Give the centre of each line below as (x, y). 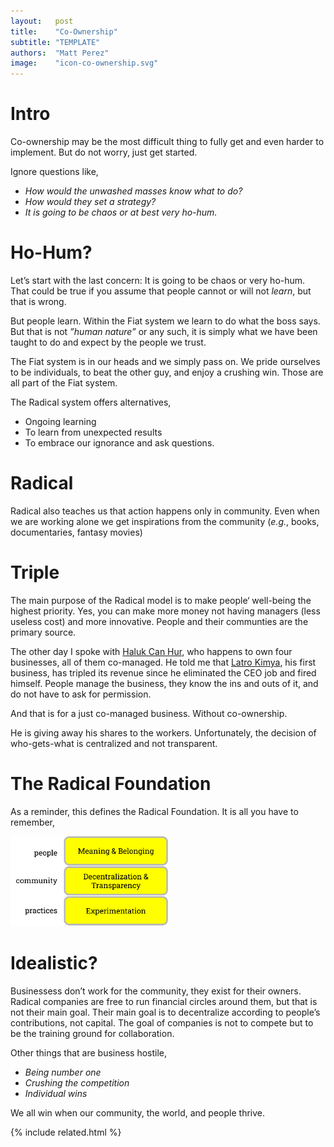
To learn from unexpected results (93, 432)
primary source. (43, 632)
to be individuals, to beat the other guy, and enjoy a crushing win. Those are (167, 372)
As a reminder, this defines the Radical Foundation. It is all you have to (154, 811)
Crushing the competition (77, 1082)
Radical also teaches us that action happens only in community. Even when (165, 511)
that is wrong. (38, 301)
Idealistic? (54, 962)
